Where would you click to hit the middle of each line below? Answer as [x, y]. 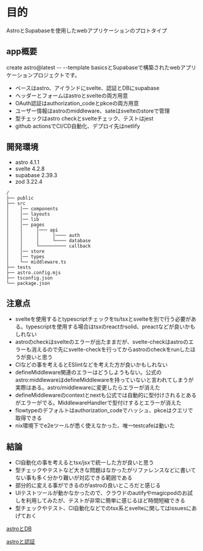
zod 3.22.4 [29, 181]
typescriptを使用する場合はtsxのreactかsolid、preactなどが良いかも [111, 327]
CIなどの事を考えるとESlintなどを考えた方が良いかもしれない [91, 365]
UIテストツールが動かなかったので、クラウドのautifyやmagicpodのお [101, 493]
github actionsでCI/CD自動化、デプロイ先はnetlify [77, 126]
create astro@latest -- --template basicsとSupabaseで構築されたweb [93, 67]
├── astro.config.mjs [34, 272]
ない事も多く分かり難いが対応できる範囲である [74, 478]
